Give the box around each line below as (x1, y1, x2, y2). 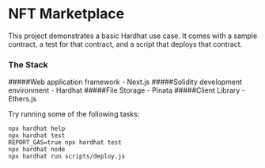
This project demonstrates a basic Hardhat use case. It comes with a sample (8, 31, 258, 40)
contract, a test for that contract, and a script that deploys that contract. (8, 39, 243, 48)
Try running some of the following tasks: (8, 109, 140, 119)
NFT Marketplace (8, 5, 125, 23)
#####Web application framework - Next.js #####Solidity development (8, 77, 243, 87)
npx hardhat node (8, 146, 66, 154)
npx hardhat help (8, 124, 66, 133)
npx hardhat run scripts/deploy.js (8, 152, 126, 161)
